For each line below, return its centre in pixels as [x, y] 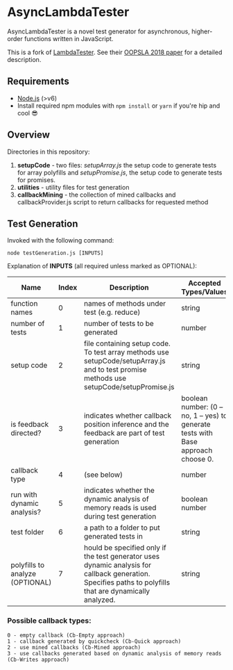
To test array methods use [127, 352]
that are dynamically [117, 591]
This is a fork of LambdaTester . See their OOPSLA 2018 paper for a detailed [115, 52]
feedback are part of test [124, 433]
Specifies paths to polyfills [127, 582]
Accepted [205, 284]
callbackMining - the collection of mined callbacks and [96, 195]
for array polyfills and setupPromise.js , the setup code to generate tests [120, 172]
